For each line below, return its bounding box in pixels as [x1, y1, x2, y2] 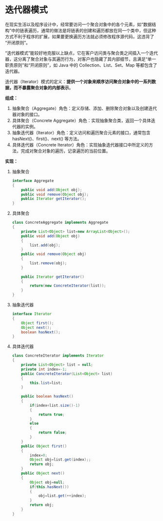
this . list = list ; [30, 380, 63, 385]
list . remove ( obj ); [30, 261, 67, 266]
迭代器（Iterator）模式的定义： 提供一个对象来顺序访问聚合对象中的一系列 [5, 78, 152, 84]
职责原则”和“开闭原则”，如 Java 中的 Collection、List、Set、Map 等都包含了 [5, 62, 157, 68]
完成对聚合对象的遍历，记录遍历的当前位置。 [20, 148, 110, 154]
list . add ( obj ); [30, 243, 61, 248]
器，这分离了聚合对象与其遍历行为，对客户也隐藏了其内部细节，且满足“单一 [5, 56, 157, 62]
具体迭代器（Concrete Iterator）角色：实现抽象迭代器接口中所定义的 [12, 142, 149, 147]
